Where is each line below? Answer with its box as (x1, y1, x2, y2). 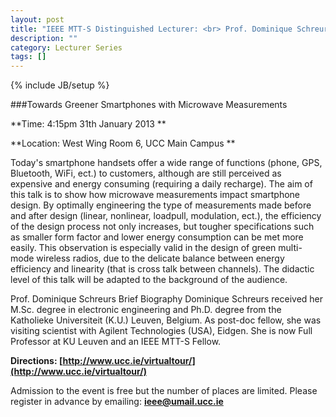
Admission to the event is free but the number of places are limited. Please (10, 385, 318, 397)
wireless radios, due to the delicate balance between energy (36, 252, 285, 265)
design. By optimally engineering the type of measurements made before (10, 199, 312, 211)
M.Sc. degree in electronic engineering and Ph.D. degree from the (10, 304, 282, 316)
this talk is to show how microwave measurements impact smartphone (10, 189, 301, 201)
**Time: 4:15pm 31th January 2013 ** (10, 118, 167, 130)
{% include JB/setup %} (10, 79, 110, 91)
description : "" (10, 33, 78, 43)
